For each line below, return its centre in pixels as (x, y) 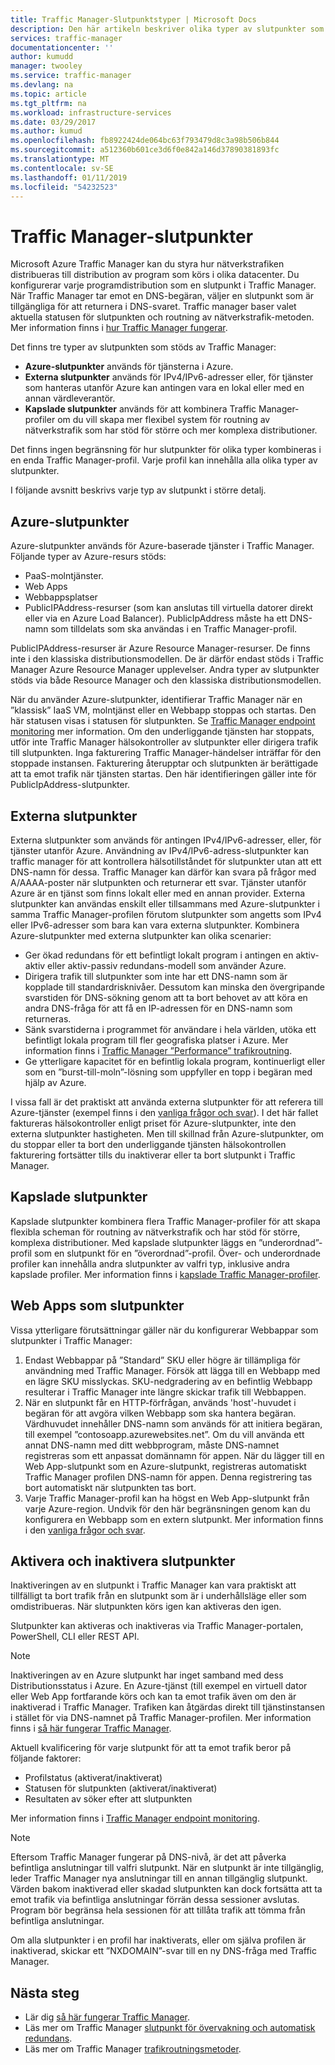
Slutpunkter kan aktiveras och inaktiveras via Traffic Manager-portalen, (157, 1626)
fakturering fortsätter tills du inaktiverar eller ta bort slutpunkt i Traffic (153, 1155)
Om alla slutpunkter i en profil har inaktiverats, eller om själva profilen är (158, 1940)
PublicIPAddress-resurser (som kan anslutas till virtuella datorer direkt (169, 608)
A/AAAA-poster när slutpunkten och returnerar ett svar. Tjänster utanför (158, 882)
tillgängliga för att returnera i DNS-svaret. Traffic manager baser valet (153, 307)
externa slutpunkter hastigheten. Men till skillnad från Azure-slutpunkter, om (167, 1133)
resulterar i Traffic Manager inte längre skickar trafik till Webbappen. (165, 1392)
